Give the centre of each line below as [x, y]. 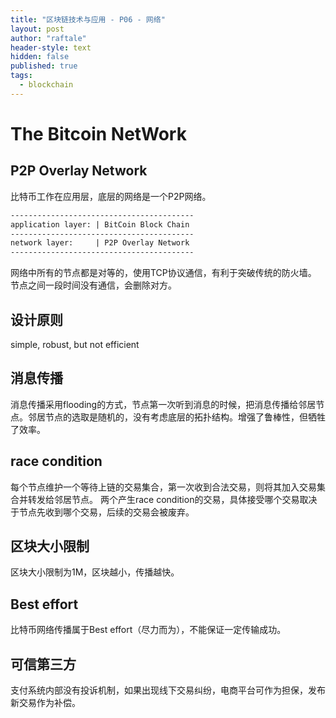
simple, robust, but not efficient [75, 344]
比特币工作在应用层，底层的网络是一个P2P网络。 [111, 196]
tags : [21, 76]
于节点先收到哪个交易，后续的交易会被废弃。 [102, 512]
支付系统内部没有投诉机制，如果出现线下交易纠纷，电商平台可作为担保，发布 [168, 690]
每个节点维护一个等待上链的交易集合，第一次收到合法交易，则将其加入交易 [163, 487]
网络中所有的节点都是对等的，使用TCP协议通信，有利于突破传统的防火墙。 [163, 273]
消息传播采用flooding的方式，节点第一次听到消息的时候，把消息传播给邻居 [163, 404]
